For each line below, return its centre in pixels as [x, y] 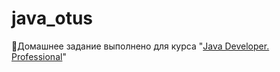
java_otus [52, 18]
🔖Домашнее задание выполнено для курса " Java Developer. [140, 46]
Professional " [39, 56]
